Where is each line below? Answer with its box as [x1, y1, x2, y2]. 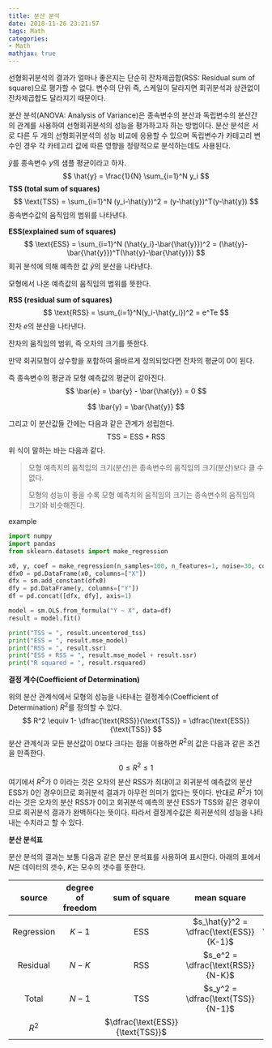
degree [66, 882, 95, 893]
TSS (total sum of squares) [8, 184, 100, 193]
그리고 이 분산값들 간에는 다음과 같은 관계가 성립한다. [8, 419, 175, 428]
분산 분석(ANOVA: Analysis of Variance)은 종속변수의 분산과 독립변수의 [8, 110, 236, 120]
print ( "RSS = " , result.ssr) [8, 644, 107, 652]
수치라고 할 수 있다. [23, 818, 84, 827]
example [8, 517, 37, 526]
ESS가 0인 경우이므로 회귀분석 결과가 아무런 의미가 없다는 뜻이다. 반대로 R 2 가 [8, 786, 253, 797]
